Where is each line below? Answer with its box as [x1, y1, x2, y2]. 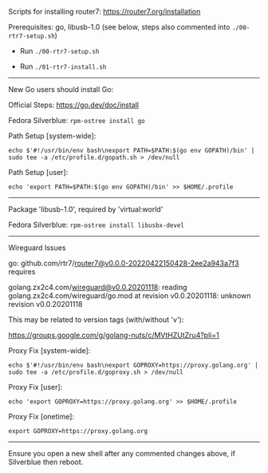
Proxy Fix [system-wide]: [8, 346, 91, 355]
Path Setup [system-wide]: [8, 131, 97, 141]
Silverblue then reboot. [8, 457, 84, 467]
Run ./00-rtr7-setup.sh [19, 46, 100, 55]
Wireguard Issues [8, 243, 66, 252]
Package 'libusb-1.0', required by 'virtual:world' [8, 205, 164, 214]
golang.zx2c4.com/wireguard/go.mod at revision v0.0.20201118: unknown [8, 291, 251, 300]
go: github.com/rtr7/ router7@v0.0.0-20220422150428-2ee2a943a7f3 [8, 259, 239, 268]
